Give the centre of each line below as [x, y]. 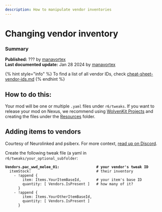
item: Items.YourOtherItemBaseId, [57, 197]
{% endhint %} [50, 79]
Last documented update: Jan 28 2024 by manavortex [60, 65]
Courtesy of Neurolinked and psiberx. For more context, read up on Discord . [81, 143]
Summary [17, 49]
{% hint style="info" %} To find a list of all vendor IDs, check [65, 74]
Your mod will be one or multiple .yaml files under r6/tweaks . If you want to [80, 106]
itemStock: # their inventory [71, 171]
